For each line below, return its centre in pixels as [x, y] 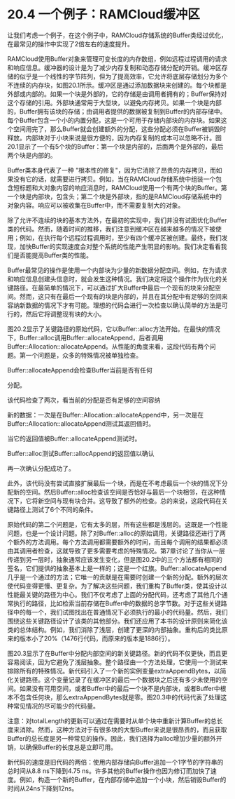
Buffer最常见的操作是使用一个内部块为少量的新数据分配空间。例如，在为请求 [117, 270]
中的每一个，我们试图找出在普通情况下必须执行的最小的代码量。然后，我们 [120, 612]
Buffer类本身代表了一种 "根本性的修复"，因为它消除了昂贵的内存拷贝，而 [112, 170]
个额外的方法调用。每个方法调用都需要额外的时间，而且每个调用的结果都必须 [117, 542]
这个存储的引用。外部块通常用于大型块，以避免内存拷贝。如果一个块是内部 [114, 102]
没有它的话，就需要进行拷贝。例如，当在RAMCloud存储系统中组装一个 [114, 179]
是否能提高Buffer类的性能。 [53, 255]
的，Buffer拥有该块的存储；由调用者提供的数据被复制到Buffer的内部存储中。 [117, 111]
